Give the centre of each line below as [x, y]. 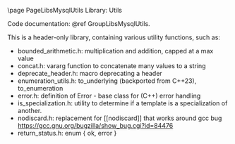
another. [30, 111]
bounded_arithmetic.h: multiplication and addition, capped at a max [115, 51]
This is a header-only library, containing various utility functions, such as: [114, 37]
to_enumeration [40, 88]
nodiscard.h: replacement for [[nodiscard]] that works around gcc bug [120, 118]
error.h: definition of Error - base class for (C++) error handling [109, 96]
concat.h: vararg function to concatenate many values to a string [112, 66]
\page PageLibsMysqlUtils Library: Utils [65, 10]
